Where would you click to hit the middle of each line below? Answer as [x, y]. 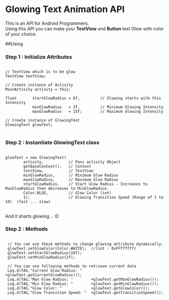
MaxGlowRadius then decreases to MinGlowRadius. [57, 188]
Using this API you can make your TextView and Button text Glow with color [84, 28]
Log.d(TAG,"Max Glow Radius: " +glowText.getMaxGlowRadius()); [83, 279]
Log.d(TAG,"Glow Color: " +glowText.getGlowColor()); [79, 288]
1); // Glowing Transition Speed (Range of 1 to [94, 197]
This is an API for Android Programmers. [47, 23]
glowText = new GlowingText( [36, 158]
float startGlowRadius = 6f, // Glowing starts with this [83, 98]
